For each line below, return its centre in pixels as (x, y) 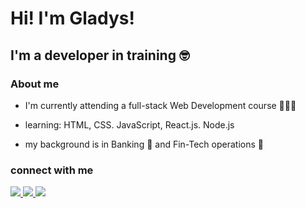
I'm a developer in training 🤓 (100, 55)
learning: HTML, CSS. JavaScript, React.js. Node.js (129, 124)
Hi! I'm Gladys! (72, 18)
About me (35, 84)
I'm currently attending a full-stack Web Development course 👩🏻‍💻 (160, 105)
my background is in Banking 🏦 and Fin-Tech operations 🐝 (144, 144)
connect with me (52, 170)
